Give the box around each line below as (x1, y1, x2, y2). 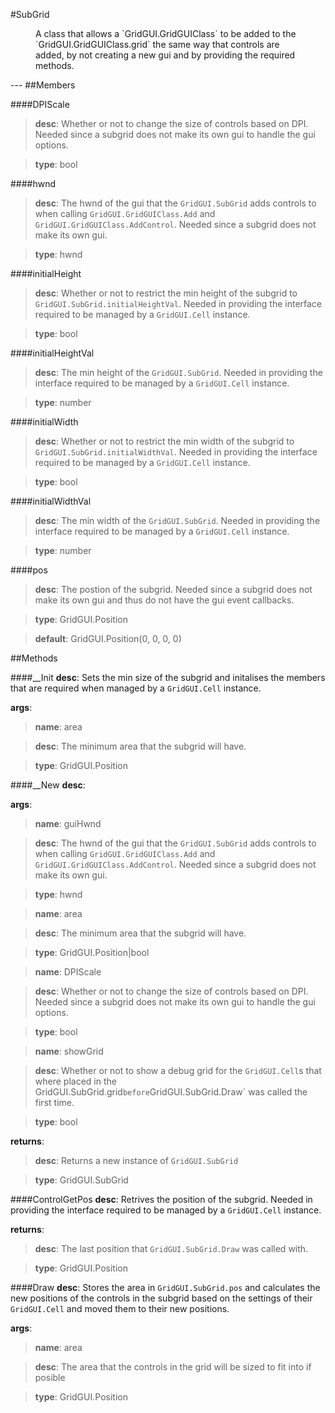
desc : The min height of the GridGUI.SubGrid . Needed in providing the (34, 367, 323, 378)
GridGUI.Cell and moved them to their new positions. (10, 1303, 230, 1314)
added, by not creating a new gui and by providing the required (35, 49, 296, 61)
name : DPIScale (34, 966, 102, 978)
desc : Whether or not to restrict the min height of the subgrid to (34, 287, 298, 299)
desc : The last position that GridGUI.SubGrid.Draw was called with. (34, 1243, 309, 1254)
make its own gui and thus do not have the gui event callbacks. (34, 594, 295, 606)
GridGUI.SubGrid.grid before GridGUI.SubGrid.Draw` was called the (34, 1086, 308, 1098)
